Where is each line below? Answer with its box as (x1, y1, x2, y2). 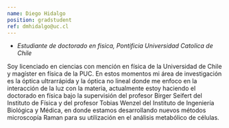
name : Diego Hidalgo (7, 10, 67, 17)
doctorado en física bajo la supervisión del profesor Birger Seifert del (7, 92, 202, 100)
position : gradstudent (7, 17, 72, 23)
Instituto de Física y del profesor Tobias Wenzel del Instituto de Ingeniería (7, 99, 215, 107)
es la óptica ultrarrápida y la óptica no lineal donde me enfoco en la (7, 77, 197, 85)
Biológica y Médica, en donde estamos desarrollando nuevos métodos (7, 106, 206, 114)
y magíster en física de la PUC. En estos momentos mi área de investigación (7, 70, 222, 78)
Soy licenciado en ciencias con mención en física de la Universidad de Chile (7, 63, 222, 71)
